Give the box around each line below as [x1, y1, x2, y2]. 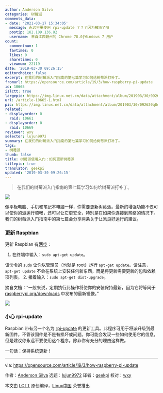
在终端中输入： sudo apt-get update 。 [12, 252, 88, 257]
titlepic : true [5, 161, 36, 166]
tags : [5, 143, 16, 148]
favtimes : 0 [9, 48, 34, 53]
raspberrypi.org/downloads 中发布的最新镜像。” [5, 291, 99, 296]
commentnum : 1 [9, 43, 38, 48]
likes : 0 [9, 52, 27, 58]
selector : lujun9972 [5, 134, 47, 139]
